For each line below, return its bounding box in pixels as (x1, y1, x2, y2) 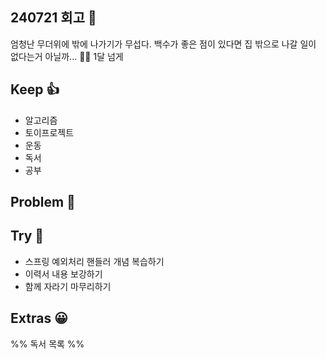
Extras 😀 (10, 310, 69, 327)
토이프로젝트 (24, 126, 75, 138)
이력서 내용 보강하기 (24, 268, 103, 280)
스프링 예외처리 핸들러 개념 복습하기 (24, 255, 165, 267)
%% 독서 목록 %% (10, 338, 85, 350)
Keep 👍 (10, 81, 60, 98)
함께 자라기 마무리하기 (24, 280, 112, 292)
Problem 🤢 (10, 194, 76, 211)
